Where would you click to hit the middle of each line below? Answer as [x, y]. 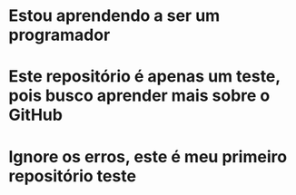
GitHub [35, 115]
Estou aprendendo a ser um [114, 16]
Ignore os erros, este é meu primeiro [148, 156]
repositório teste [73, 175]
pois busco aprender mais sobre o [139, 96]
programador [59, 35]
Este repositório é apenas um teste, [144, 77]
